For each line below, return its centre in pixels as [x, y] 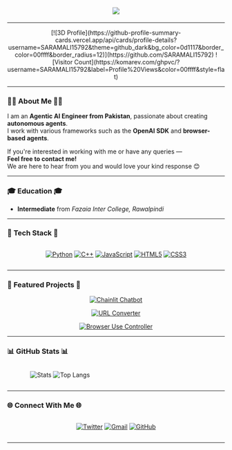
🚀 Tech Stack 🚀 [33, 233]
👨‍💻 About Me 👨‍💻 [35, 101]
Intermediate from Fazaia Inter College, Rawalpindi [90, 209]
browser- [196, 131]
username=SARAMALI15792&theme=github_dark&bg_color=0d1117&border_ [116, 47]
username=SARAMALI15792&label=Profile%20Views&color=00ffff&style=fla [116, 69]
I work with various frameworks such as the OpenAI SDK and [94, 131]
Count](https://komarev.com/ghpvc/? [127, 62]
